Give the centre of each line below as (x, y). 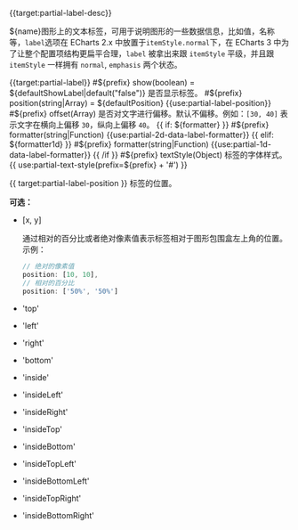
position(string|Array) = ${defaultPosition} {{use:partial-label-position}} (141, 103)
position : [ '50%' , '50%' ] (70, 291)
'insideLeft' (43, 395)
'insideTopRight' (52, 498)
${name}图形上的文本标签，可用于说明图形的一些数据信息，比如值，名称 (142, 31)
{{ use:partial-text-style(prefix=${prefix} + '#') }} (99, 165)
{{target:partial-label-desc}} (61, 13)
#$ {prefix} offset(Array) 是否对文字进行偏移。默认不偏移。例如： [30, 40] (144, 114)
